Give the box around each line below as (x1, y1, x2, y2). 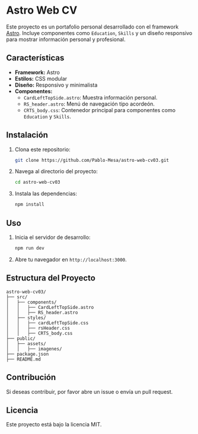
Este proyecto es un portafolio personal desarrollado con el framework (6, 23, 179, 30)
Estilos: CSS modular (14, 75, 68, 82)
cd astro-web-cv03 (14, 179, 60, 186)
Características (6, 53, 65, 63)
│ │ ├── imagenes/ (6, 346, 62, 352)
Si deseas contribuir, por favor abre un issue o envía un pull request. (6, 388, 173, 395)
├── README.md (6, 356, 41, 362)
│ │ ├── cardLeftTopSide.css (6, 320, 89, 326)
